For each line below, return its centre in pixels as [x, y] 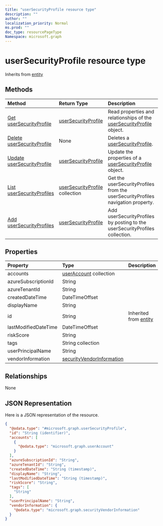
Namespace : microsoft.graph [33, 37]
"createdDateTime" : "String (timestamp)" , [53, 469]
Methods [19, 90]
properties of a [124, 158]
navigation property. [131, 202]
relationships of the [130, 117]
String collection [81, 343]
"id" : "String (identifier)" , [40, 433]
